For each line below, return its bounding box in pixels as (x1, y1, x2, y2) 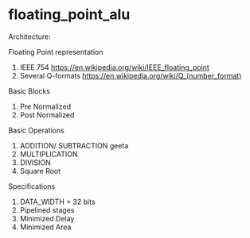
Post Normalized (19, 109, 75, 120)
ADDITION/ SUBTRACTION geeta (19, 140, 129, 150)
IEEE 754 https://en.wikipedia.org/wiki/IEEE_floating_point (19, 62, 209, 72)
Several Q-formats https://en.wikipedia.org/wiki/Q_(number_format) (19, 71, 242, 80)
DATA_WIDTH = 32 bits (19, 197, 96, 206)
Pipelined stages (19, 205, 75, 215)
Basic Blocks (8, 86, 50, 96)
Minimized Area (19, 222, 72, 232)
